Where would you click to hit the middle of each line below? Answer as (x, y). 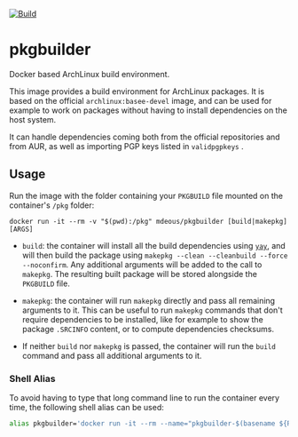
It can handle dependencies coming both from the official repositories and (145, 137)
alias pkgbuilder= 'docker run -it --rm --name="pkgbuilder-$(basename (142, 424)
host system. (33, 119)
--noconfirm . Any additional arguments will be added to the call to (142, 264)
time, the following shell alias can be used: (86, 408)
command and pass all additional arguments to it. (112, 355)
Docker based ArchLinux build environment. (90, 74)
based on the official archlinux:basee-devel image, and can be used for (141, 100)
